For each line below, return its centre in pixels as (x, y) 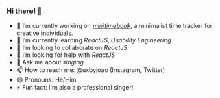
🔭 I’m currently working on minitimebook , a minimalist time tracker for (114, 26)
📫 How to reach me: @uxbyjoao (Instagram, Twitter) (91, 70)
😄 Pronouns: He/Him (46, 80)
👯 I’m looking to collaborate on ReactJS (72, 48)
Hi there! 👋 (24, 11)
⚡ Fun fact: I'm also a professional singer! (75, 88)
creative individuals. (45, 33)
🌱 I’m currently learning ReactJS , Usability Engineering (94, 40)
